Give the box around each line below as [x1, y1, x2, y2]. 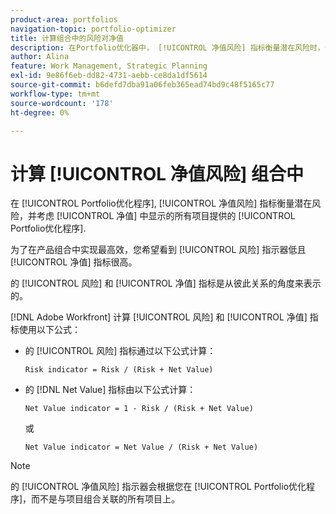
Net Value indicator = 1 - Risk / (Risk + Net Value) [24, 404, 254, 414]
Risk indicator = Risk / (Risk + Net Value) [24, 365, 214, 375]
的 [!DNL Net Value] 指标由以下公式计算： [24, 384, 197, 396]
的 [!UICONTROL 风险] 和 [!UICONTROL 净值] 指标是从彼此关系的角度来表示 [10, 277, 322, 290]
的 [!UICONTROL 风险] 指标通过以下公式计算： [24, 345, 217, 357]
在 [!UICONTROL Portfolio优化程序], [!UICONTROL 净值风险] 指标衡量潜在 [10, 197, 313, 210]
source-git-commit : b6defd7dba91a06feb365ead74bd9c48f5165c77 [10, 80, 275, 90]
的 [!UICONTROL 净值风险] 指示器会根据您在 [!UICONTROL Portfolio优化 [10, 481, 307, 493]
